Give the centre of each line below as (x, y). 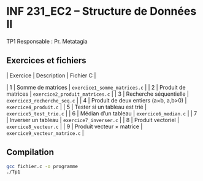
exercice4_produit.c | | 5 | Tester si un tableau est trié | (77, 107)
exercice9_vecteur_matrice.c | (45, 133)
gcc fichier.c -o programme (42, 166)
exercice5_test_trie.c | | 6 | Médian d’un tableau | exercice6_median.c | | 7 (102, 113)
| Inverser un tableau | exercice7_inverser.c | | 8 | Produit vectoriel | (93, 120)
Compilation (30, 152)
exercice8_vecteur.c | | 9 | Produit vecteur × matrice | (75, 126)
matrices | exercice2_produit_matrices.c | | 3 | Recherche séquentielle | (98, 94)
